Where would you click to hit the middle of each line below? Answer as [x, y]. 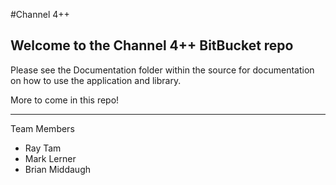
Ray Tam [43, 148]
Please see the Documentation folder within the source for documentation [162, 70]
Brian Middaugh [58, 169]
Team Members [42, 128]
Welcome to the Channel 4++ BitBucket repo [152, 45]
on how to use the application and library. [96, 80]
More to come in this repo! [65, 100]
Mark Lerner [50, 158]
